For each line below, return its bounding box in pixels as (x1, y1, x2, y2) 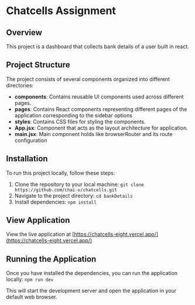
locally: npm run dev (6, 276, 54, 283)
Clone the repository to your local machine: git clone (14, 181, 145, 188)
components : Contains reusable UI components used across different (14, 93, 184, 100)
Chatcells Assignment (6, 4, 116, 18)
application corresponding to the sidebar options (14, 111, 133, 118)
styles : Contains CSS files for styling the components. (14, 118, 146, 125)
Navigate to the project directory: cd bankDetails (14, 192, 133, 199)
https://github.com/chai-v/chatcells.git (14, 187, 117, 193)
